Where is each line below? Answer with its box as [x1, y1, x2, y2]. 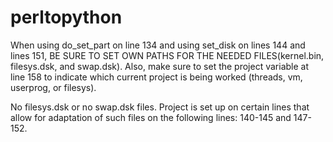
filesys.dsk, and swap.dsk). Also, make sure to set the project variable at [10, 60, 310, 72]
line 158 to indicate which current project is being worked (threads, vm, [10, 71, 303, 83]
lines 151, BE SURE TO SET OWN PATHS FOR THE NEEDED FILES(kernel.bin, [10, 49, 325, 61]
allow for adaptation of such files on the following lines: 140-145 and [10, 111, 292, 123]
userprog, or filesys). [10, 81, 97, 93]
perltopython [10, 6, 123, 29]
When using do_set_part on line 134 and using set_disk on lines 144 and [10, 39, 306, 51]
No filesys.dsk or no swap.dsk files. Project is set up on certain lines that [10, 101, 310, 113]
